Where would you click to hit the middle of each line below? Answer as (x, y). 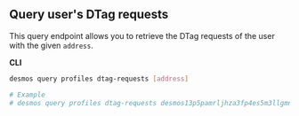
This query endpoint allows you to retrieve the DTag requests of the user (142, 35)
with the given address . (51, 45)
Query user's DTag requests (89, 15)
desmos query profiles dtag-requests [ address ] (99, 79)
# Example (28, 95)
